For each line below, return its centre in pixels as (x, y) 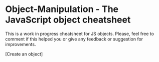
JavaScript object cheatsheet (68, 20)
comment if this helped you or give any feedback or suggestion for (74, 39)
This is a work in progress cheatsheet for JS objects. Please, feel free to (80, 33)
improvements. (21, 44)
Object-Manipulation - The (62, 9)
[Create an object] (24, 54)
